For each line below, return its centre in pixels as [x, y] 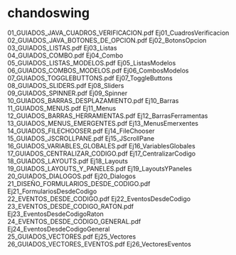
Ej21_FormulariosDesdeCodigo [52, 191]
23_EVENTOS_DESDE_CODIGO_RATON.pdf [71, 206]
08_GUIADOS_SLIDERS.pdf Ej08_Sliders [66, 85]
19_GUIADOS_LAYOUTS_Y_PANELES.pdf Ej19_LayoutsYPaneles [100, 168]
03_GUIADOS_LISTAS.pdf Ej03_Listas [62, 48]
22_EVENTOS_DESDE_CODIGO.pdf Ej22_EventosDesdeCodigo [99, 199]
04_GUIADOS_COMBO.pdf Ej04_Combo [65, 55]
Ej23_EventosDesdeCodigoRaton [56, 214]
